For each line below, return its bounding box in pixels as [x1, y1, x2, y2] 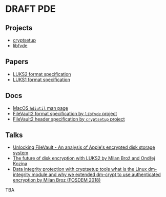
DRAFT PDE [5, 3, 56, 15]
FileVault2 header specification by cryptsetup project [12, 116, 125, 122]
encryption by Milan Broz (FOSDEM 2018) [12, 177, 101, 183]
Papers [5, 57, 29, 66]
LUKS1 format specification [12, 76, 71, 83]
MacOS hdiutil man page [12, 105, 68, 111]
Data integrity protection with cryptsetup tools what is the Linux [12, 166, 147, 172]
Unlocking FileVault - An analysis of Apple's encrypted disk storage [12, 144, 155, 150]
